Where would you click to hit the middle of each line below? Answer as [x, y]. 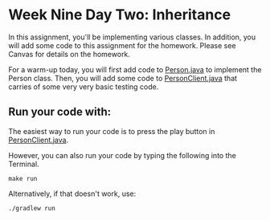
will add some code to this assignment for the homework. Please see [122, 45]
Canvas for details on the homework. [70, 54]
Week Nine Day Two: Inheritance [120, 15]
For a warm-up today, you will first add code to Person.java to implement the [135, 69]
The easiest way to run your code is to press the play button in [112, 131]
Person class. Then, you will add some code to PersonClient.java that [123, 78]
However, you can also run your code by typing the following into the [123, 155]
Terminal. [24, 164]
